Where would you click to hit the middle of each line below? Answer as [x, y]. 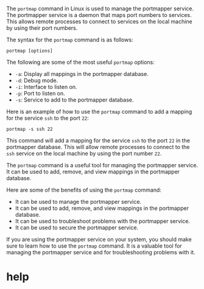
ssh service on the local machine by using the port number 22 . [84, 153]
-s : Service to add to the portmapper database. [74, 100]
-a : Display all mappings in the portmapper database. [82, 74]
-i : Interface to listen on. [46, 87]
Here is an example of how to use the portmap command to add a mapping [99, 112]
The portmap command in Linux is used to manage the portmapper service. [100, 9]
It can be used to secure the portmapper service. [77, 228]
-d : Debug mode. [37, 80]
